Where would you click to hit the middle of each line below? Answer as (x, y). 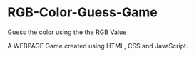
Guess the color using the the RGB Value (67, 32)
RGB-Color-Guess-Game (83, 12)
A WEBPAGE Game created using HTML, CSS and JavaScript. (98, 46)
